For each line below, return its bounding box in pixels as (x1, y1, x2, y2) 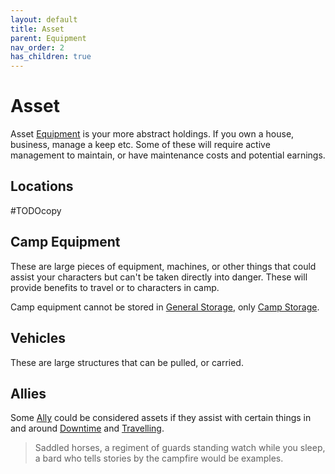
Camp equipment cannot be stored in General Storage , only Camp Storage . (10, 301, 320, 313)
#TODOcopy (10, 204, 62, 216)
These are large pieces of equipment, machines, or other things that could (10, 260, 317, 272)
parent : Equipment (10, 33, 87, 43)
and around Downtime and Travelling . (10, 422, 165, 435)
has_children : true (10, 52, 92, 62)
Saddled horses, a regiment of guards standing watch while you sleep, (34, 442, 326, 454)
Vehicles (10, 330, 66, 347)
